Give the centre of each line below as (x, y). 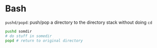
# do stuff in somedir (28, 36)
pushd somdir (19, 31)
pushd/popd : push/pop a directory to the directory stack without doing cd (79, 22)
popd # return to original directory (44, 41)
